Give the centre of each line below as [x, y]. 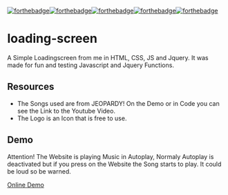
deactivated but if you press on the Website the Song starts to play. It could [114, 164]
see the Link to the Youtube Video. [66, 111]
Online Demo [26, 185]
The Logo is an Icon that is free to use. [72, 118]
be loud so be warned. [39, 171]
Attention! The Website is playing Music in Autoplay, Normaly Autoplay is [111, 156]
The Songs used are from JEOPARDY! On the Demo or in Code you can [118, 103]
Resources [31, 87]
